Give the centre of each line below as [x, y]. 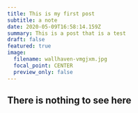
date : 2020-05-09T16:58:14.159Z [54, 27]
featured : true [29, 46]
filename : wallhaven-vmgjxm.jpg [61, 59]
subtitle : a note [32, 20]
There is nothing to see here [69, 100]
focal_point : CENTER [43, 66]
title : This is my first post [51, 14]
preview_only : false [43, 72]
